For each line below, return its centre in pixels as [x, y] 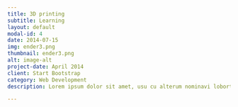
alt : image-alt [30, 60]
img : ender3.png [31, 47]
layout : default [31, 27]
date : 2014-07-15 [33, 40]
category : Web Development [47, 80]
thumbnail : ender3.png [41, 54]
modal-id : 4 [25, 34]
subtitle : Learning [36, 21]
